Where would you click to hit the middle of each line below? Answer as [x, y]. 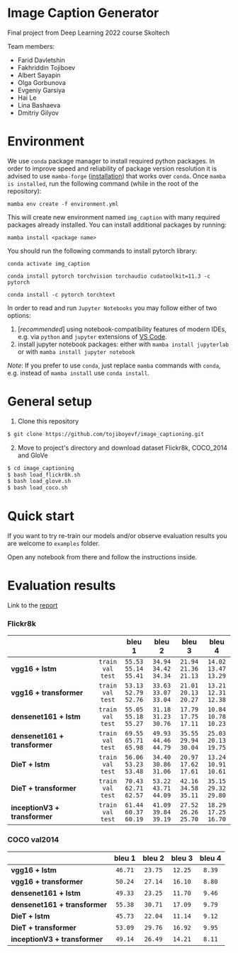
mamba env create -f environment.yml [63, 204]
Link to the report [33, 605]
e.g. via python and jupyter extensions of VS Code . [92, 336]
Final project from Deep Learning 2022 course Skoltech [89, 33]
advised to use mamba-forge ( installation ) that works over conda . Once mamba [117, 176]
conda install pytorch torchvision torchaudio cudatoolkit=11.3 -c [109, 276]
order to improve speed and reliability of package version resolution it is [112, 169]
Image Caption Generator [83, 13]
